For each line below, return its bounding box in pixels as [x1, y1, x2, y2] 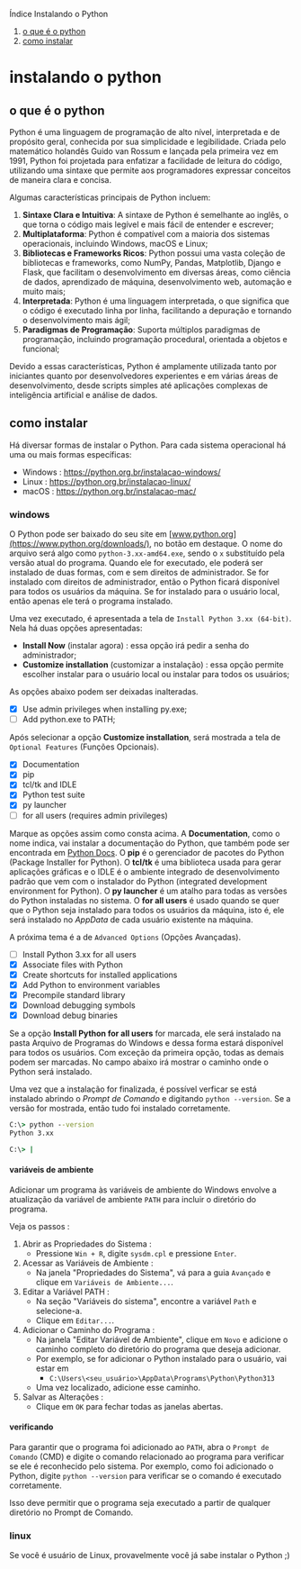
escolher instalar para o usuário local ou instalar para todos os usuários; [22, 669, 290, 680]
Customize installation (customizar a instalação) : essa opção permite [22, 659, 285, 670]
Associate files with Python [22, 959, 124, 970]
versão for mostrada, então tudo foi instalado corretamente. [9, 1103, 231, 1114]
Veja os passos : [9, 1220, 70, 1231]
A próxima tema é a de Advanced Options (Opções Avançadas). [9, 931, 241, 942]
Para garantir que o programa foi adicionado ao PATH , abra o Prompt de [9, 1442, 270, 1453]
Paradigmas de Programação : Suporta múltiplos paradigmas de [22, 324, 261, 335]
